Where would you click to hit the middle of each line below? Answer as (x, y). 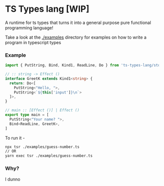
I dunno (13, 179)
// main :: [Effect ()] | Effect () (42, 110)
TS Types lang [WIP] (47, 9)
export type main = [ (27, 115)
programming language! (29, 27)
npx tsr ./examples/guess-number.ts (42, 147)
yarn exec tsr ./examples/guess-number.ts (49, 156)
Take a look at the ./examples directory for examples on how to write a (76, 37)
